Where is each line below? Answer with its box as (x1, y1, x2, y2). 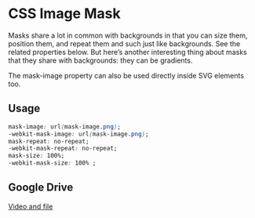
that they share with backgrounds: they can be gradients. (8, 56, 193, 65)
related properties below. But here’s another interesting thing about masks (8, 47, 247, 56)
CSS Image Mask (8, 5, 121, 23)
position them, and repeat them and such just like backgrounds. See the (8, 38, 241, 48)
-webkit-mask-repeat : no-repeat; (8, 144, 118, 153)
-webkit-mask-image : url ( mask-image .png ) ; (8, 130, 149, 138)
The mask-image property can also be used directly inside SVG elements (8, 71, 245, 80)
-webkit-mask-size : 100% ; (8, 159, 97, 167)
